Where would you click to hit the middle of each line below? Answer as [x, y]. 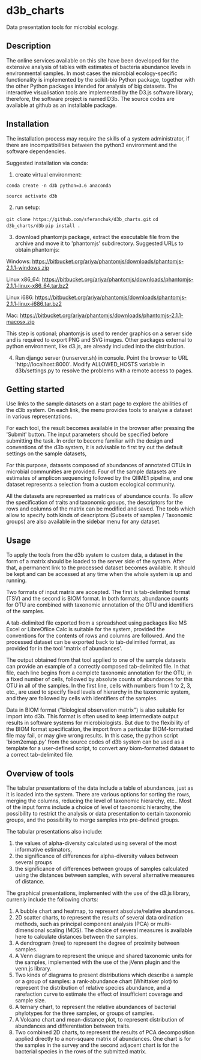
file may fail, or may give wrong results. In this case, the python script [92, 736]
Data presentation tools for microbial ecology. [62, 27]
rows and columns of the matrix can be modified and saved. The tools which [101, 509]
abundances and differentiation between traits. [73, 1026]
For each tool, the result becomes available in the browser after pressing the [100, 428]
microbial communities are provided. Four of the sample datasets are [91, 471]
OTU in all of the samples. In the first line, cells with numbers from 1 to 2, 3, [99, 686]
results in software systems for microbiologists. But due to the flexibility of [98, 723]
